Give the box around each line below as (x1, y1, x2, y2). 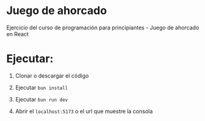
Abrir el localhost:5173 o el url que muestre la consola (15, 108, 153, 115)
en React (6, 30, 29, 37)
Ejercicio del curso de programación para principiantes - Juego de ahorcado (6, 24, 199, 31)
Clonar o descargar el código (15, 71, 89, 79)
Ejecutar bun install (15, 84, 69, 91)
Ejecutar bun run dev (15, 95, 69, 103)
